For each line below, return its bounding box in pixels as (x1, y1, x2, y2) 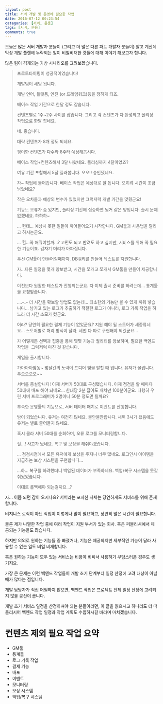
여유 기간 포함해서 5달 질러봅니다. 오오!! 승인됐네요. (16, 170, 114, 175)
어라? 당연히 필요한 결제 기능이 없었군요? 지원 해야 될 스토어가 (16, 322, 134, 327)
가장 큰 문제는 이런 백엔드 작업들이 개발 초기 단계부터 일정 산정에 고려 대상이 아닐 (5, 570, 158, 576)
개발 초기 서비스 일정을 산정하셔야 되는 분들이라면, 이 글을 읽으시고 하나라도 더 (5, 603, 153, 609)
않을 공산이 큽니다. (10, 593, 45, 598)
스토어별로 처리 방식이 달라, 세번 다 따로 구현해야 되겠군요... (26, 328, 138, 333)
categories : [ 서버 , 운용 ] (5, 20, 53, 26)
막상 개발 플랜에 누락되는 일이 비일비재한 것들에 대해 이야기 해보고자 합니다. (5, 50, 147, 55)
